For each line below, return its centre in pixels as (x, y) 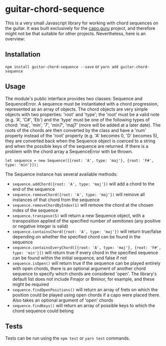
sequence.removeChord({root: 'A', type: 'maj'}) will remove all (79, 194)
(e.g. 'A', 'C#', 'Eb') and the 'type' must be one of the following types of (78, 119)
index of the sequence (35, 210)
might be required (30, 284)
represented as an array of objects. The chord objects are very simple (77, 109)
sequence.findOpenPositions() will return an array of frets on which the (85, 289)
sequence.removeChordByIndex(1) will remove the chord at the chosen (83, 205)
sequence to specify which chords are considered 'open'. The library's (84, 274)
